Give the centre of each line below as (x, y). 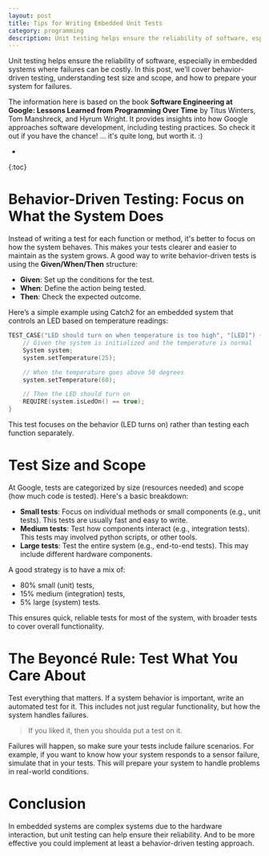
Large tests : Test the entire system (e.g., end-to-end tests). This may (134, 545)
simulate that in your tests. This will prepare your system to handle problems (134, 763)
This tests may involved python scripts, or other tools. (108, 537)
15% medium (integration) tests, (72, 594)
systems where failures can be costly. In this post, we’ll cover (109, 70)
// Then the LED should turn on (76, 394)
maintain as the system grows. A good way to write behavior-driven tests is (132, 256)
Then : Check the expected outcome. (80, 297)
